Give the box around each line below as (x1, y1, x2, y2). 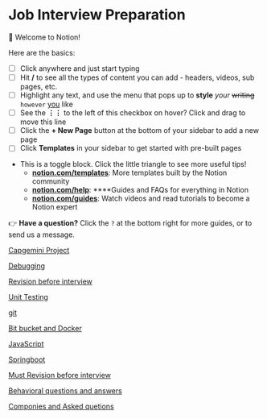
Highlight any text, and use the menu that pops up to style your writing (19, 90, 255, 100)
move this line (19, 117, 67, 127)
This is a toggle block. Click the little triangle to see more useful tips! (19, 160, 247, 169)
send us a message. (8, 230, 75, 239)
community (31, 176, 70, 186)
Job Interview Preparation (8, 6, 187, 24)
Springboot (8, 355, 46, 364)
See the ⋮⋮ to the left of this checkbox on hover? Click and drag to (19, 108, 246, 118)
